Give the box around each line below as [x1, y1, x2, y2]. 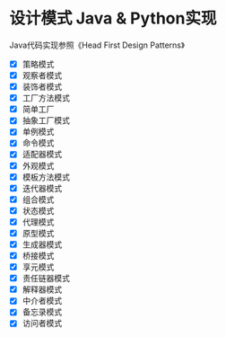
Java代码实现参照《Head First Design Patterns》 [9, 40, 186, 50]
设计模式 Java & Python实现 [9, 8, 217, 29]
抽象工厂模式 [22, 115, 70, 126]
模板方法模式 [22, 172, 70, 182]
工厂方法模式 [22, 93, 70, 103]
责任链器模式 [22, 273, 70, 284]
